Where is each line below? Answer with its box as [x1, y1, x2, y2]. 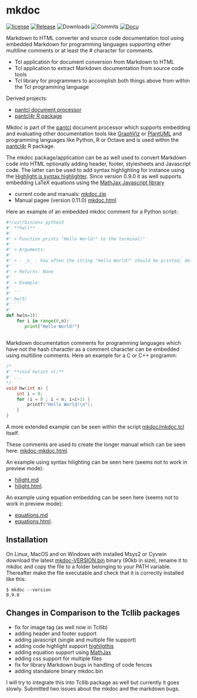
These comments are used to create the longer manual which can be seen [6, 441, 186, 448]
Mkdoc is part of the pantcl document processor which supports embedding [6, 124, 191, 131]
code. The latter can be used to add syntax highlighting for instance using [6, 166, 185, 174]
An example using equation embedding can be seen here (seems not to [6, 494, 179, 501]
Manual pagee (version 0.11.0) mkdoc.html [14, 197, 117, 204]
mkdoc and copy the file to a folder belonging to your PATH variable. [6, 563, 171, 570]
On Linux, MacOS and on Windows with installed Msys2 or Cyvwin [6, 550, 167, 557]
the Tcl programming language [14, 83, 89, 90]
